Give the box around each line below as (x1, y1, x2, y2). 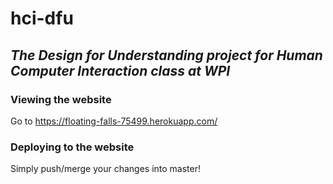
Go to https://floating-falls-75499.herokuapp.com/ (10, 115, 218, 127)
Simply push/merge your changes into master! (10, 163, 202, 175)
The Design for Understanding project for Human (10, 47, 323, 64)
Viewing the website (10, 92, 112, 106)
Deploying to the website (10, 140, 135, 154)
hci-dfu (10, 7, 74, 30)
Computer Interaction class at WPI (10, 62, 231, 79)
